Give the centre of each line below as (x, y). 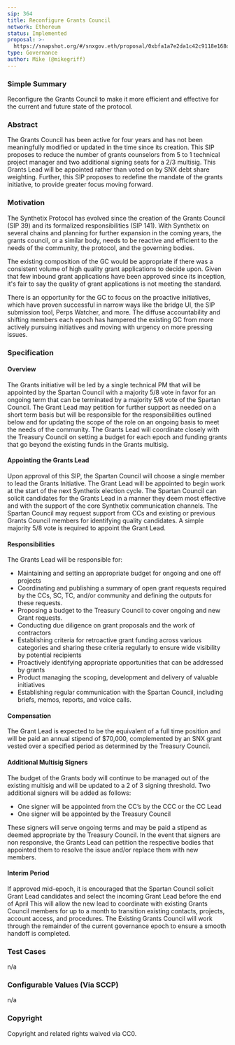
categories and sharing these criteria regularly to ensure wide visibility (119, 648)
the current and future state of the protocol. (70, 106)
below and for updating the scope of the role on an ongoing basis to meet (113, 422)
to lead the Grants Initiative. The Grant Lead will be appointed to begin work (116, 483)
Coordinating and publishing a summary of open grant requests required (122, 588)
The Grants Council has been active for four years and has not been (105, 140)
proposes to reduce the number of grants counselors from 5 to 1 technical (114, 155)
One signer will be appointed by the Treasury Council (94, 814)
